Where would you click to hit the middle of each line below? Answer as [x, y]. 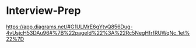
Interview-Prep [43, 11]
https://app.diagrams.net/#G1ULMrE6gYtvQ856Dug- [69, 27]
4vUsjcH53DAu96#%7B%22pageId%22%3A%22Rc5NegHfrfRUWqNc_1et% [98, 32]
